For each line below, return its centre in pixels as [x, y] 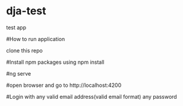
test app [16, 27]
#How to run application [36, 39]
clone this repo [24, 50]
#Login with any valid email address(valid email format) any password [91, 96]
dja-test [26, 11]
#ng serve [19, 73]
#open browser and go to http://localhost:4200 [64, 85]
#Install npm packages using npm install [55, 62]
